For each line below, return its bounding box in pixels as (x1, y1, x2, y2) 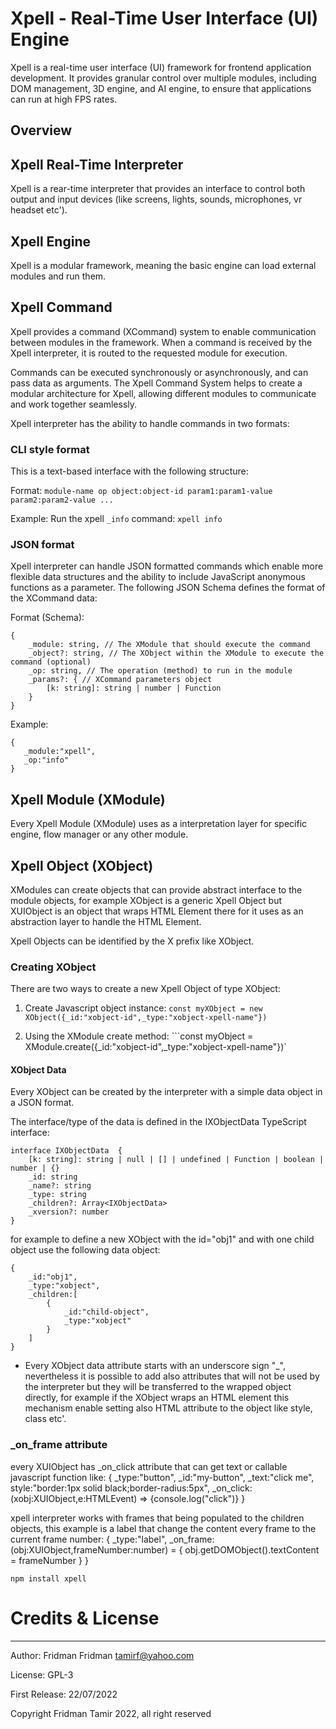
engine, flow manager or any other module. (10, 828, 189, 841)
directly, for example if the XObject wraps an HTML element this (24, 1392, 290, 1404)
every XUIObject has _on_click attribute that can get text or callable (10, 1460, 288, 1472)
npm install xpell (10, 1573, 87, 1584)
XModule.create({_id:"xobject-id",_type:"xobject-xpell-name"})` (24, 1041, 287, 1053)
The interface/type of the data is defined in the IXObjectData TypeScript (10, 1116, 307, 1128)
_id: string (28, 1172, 78, 1182)
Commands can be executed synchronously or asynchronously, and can (10, 366, 309, 378)
